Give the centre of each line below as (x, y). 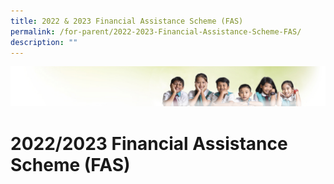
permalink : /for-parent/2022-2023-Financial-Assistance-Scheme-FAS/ (156, 31)
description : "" (44, 42)
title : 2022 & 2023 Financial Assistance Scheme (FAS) (127, 21)
